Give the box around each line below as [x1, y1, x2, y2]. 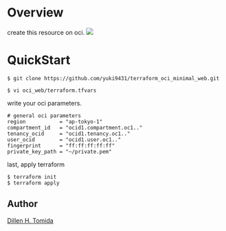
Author [7, 198, 38, 210]
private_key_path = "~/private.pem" [7, 148, 112, 155]
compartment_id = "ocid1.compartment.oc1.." [7, 124, 143, 131]
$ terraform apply [7, 180, 60, 186]
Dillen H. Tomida [7, 216, 54, 224]
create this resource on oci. [7, 28, 85, 36]
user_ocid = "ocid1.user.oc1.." [7, 136, 122, 143]
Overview [7, 5, 64, 21]
